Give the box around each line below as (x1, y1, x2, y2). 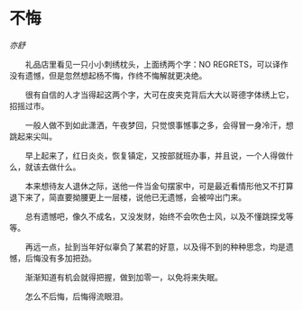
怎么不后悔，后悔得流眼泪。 (24, 290, 128, 302)
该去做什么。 (32, 161, 81, 172)
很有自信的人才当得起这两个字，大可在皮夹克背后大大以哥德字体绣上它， (24, 89, 294, 100)
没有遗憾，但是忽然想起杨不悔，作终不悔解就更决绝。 (9, 69, 207, 81)
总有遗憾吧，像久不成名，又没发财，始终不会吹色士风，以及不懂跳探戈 (24, 211, 286, 222)
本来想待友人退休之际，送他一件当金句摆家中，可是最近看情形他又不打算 (24, 180, 294, 191)
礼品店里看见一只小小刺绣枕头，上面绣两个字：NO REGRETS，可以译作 (24, 59, 289, 69)
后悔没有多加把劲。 (24, 252, 96, 263)
